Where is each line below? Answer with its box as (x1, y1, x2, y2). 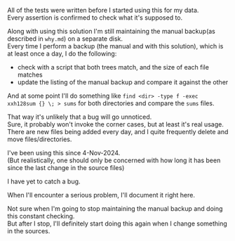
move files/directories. (7, 135, 72, 143)
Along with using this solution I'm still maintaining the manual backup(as (7, 27, 216, 35)
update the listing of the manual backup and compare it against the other (17, 78, 229, 86)
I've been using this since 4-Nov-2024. (7, 149, 121, 157)
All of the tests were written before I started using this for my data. (7, 6, 199, 14)
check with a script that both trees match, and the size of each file (17, 63, 209, 71)
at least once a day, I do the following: (7, 49, 117, 58)
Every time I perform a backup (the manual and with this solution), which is (7, 42, 224, 50)
